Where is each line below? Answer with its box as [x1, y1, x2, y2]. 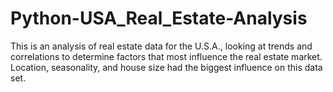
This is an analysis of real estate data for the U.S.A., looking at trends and [10, 40, 313, 52]
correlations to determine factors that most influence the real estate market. [10, 50, 323, 62]
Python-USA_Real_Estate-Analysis [10, 7, 308, 30]
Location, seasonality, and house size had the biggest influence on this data [10, 61, 323, 73]
